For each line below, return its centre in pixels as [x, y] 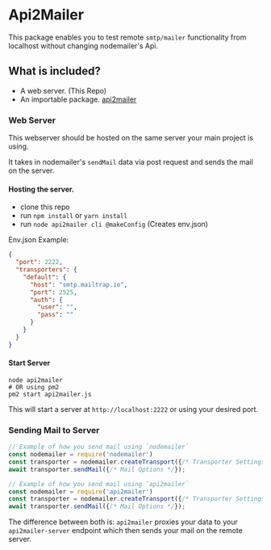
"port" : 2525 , [54, 292]
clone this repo [45, 207]
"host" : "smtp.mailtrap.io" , [79, 284]
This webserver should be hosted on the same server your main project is [131, 138]
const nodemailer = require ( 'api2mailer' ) [81, 491]
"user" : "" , [58, 307]
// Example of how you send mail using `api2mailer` [99, 484]
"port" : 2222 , [39, 262]
